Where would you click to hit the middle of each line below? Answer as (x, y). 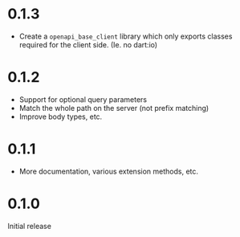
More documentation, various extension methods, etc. (108, 171)
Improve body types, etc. (61, 116)
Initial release (29, 226)
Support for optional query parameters (83, 99)
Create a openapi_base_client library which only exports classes (126, 36)
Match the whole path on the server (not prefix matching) (114, 108)
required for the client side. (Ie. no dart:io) (88, 44)
